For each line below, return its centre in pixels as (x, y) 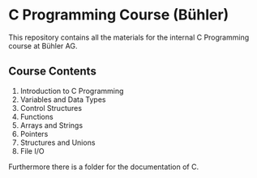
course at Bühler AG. (43, 45)
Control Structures (51, 108)
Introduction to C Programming (72, 91)
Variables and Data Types (63, 100)
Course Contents (53, 72)
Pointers (34, 133)
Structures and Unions (58, 142)
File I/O (32, 150)
